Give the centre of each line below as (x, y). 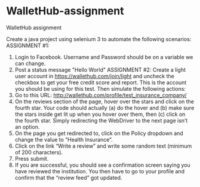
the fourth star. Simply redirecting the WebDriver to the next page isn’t (101, 120)
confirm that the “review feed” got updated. (68, 177)
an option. (27, 127)
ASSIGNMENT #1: (28, 45)
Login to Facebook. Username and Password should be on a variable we (104, 57)
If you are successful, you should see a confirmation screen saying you (102, 165)
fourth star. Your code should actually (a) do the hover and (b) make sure (104, 108)
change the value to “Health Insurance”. (64, 139)
